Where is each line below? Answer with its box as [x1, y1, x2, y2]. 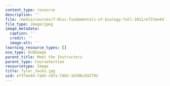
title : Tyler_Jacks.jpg [5, 69, 56, 74]
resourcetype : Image [5, 64, 49, 69]
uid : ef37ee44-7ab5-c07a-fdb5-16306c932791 [5, 73, 99, 78]
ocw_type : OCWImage [5, 50, 47, 55]
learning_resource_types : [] [5, 45, 67, 50]
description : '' [5, 12, 39, 17]
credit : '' [10, 36, 33, 41]
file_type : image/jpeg [5, 21, 53, 27]
